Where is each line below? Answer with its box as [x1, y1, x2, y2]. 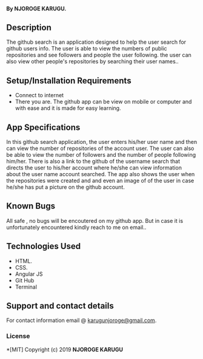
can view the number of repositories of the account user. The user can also [6, 145, 195, 152]
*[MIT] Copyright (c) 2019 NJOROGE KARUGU [6, 346, 123, 353]
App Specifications [6, 122, 81, 132]
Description [6, 22, 52, 33]
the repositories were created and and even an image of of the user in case [6, 177, 195, 185]
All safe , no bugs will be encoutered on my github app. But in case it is [6, 217, 184, 224]
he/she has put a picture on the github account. [6, 183, 125, 191]
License [6, 332, 30, 340]
